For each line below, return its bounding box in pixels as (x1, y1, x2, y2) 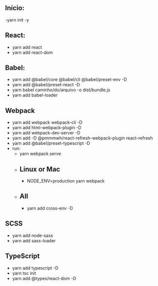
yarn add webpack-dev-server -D (12, 130, 80, 136)
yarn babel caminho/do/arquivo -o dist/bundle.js (12, 87, 110, 93)
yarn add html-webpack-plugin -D (12, 125, 82, 130)
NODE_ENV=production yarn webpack (26, 178, 105, 184)
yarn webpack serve (19, 151, 61, 156)
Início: (5, 4, 25, 12)
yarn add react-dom (12, 49, 53, 55)
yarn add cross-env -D (26, 205, 73, 211)
